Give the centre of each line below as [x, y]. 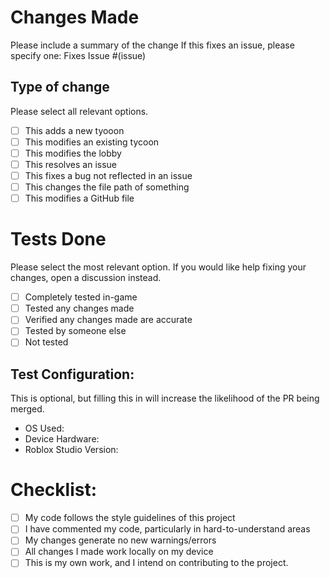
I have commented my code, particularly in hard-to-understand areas [167, 529]
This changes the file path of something [107, 187]
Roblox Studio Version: [71, 450]
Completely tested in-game [81, 297]
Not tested [46, 342]
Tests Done [58, 239]
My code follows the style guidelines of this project [130, 518]
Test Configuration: [72, 374]
